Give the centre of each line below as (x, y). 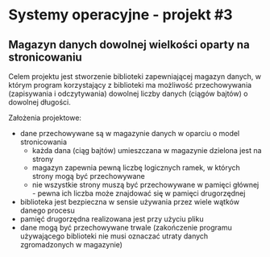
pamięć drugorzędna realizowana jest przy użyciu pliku (112, 219)
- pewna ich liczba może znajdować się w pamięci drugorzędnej (139, 193)
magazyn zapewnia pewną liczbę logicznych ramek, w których (136, 168)
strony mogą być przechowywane (88, 176)
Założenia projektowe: (45, 118)
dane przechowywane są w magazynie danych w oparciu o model (130, 133)
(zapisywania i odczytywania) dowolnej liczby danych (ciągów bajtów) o (128, 93)
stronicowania (43, 142)
